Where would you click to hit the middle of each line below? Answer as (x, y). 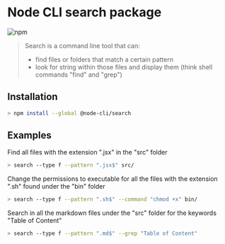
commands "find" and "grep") (79, 74)
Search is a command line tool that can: (82, 45)
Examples (29, 135)
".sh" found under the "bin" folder (56, 187)
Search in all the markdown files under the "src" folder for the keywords (112, 213)
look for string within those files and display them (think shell (124, 67)
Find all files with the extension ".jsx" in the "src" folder (87, 152)
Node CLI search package (85, 12)
